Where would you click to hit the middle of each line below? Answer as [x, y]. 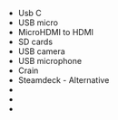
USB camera [41, 51]
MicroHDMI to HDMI [55, 32]
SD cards [35, 42]
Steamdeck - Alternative [64, 80]
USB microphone [50, 61]
